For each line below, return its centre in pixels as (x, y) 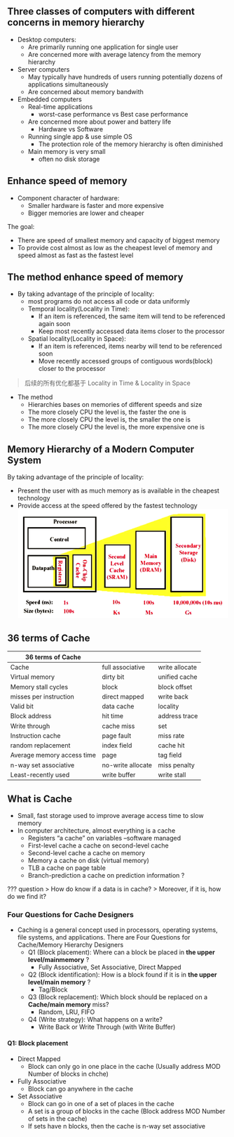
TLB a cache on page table (67, 868)
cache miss (118, 726)
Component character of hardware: (68, 198)
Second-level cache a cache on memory (87, 853)
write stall (172, 774)
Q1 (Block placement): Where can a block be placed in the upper (122, 952)
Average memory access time (53, 755)
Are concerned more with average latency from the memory (115, 54)
